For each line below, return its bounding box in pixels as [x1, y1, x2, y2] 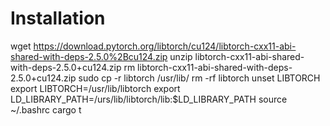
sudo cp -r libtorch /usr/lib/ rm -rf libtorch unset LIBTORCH [78, 72, 321, 84]
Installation [10, 7, 106, 30]
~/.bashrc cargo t [10, 103, 82, 116]
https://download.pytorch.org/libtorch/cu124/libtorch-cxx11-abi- [33, 40, 297, 52]
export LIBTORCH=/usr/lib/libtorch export [10, 82, 181, 94]
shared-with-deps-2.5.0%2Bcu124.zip [10, 50, 168, 62]
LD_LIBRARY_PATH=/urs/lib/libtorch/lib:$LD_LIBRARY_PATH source [10, 93, 288, 105]
